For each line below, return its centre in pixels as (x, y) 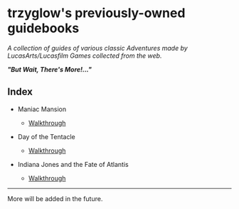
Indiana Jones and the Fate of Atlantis (73, 164)
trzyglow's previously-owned (96, 13)
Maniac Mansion (42, 109)
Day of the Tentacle (47, 136)
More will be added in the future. (55, 198)
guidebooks (43, 28)
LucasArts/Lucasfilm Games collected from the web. (85, 56)
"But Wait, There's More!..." (50, 69)
